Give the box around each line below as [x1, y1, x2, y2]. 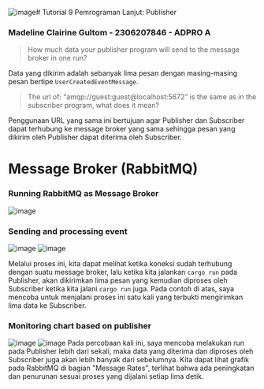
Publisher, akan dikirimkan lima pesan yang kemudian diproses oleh [8, 276, 228, 285]
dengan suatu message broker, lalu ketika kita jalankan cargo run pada [8, 268, 238, 277]
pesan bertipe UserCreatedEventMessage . [8, 77, 139, 87]
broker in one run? [27, 54, 87, 63]
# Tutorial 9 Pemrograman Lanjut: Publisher [35, 8, 177, 17]
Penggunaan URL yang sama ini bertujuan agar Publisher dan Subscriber [8, 116, 245, 125]
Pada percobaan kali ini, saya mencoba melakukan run [67, 339, 245, 348]
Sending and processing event [8, 225, 128, 236]
